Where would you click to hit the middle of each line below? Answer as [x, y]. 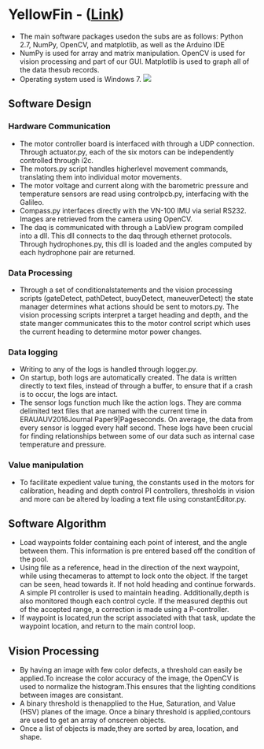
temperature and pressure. [63, 445]
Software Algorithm [57, 523]
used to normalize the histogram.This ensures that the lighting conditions [137, 687]
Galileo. [32, 202]
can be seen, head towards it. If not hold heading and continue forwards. [137, 584]
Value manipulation [46, 465]
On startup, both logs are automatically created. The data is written [128, 378]
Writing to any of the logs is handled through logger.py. [108, 369]
